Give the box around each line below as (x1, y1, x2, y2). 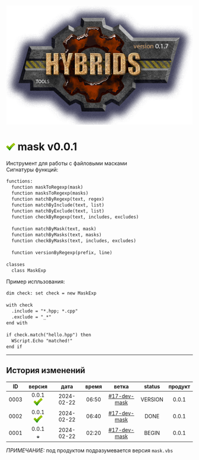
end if (6, 343, 23, 350)
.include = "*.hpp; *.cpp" (11, 308, 78, 314)
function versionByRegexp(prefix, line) (11, 249, 113, 255)
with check (6, 302, 33, 308)
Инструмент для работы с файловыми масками (6, 159, 127, 167)
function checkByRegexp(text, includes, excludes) (11, 214, 139, 220)
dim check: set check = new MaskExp (6, 290, 97, 296)
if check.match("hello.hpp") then (6, 331, 92, 338)
